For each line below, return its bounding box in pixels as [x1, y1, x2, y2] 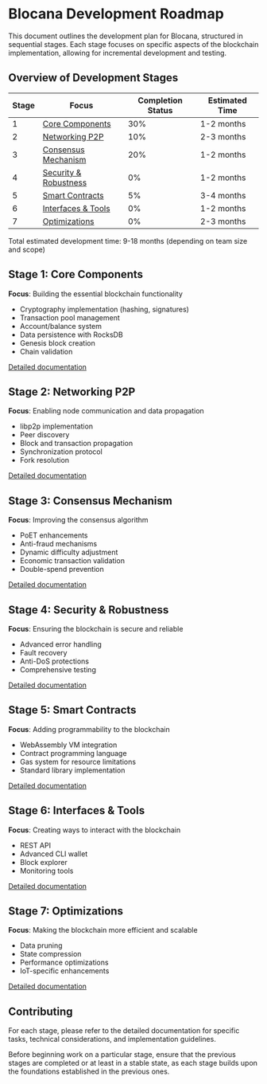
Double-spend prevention [19, 565, 105, 574]
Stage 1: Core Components [8, 268, 144, 281]
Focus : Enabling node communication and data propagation [8, 406, 204, 416]
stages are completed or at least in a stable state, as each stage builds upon [8, 1059, 258, 1068]
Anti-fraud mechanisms [19, 539, 98, 549]
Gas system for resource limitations [19, 757, 137, 766]
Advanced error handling [19, 640, 102, 649]
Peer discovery [19, 430, 70, 440]
